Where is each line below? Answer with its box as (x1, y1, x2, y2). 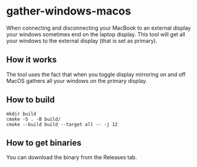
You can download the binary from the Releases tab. (6, 154, 138, 161)
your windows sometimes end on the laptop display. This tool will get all (6, 30, 185, 38)
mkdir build (6, 111, 36, 117)
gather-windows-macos (6, 4, 132, 18)
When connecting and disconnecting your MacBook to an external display (6, 24, 191, 31)
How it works (6, 54, 57, 65)
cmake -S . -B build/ (6, 116, 61, 122)
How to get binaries (6, 137, 82, 148)
